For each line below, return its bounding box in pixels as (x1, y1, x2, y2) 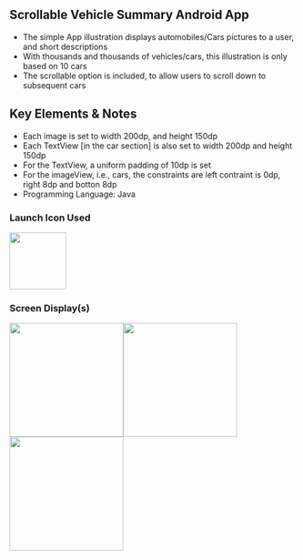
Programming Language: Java (22, 188, 136, 199)
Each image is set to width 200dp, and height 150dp (22, 130, 218, 141)
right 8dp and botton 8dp (22, 178, 117, 189)
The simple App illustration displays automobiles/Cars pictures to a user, (22, 31, 294, 42)
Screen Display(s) (9, 301, 90, 314)
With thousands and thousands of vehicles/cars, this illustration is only (22, 50, 288, 62)
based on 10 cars (22, 60, 88, 71)
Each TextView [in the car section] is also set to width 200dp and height (22, 140, 293, 151)
